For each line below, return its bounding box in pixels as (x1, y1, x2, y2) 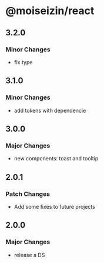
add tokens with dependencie (14, 107, 86, 114)
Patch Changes (5, 190, 51, 198)
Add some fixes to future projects (14, 203, 95, 210)
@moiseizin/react (5, 4, 95, 18)
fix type (14, 58, 33, 65)
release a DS (14, 251, 45, 258)
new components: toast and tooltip (14, 155, 99, 162)
